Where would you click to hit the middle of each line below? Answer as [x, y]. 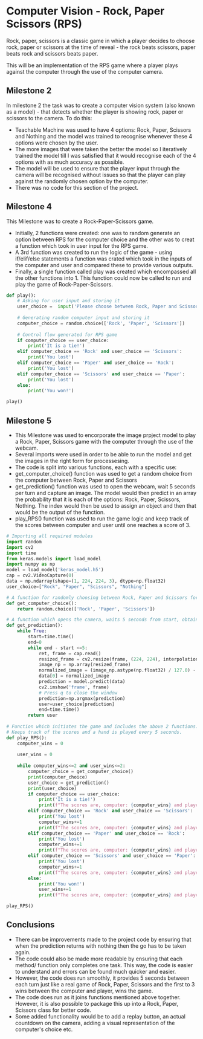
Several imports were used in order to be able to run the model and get [103, 454]
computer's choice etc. [44, 1029]
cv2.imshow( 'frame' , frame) [74, 687]
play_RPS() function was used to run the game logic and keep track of [102, 519]
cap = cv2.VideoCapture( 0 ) [40, 575]
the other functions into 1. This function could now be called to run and [103, 278]
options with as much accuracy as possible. [69, 162]
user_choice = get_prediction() [69, 783]
